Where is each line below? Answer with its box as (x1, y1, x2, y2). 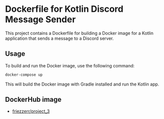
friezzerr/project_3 (12, 108, 50, 114)
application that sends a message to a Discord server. (5, 35, 114, 41)
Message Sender (5, 14, 76, 25)
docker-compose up (5, 72, 43, 77)
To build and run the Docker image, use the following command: (5, 62, 135, 68)
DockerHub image (5, 95, 62, 104)
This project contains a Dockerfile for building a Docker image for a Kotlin (5, 30, 154, 36)
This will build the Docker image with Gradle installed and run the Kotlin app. (5, 81, 160, 87)
